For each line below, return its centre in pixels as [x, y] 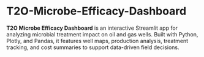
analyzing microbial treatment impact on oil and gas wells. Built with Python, [102, 34]
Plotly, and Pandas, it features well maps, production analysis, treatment [97, 41]
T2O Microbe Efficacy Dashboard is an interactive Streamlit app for [92, 28]
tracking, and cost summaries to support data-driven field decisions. [93, 47]
